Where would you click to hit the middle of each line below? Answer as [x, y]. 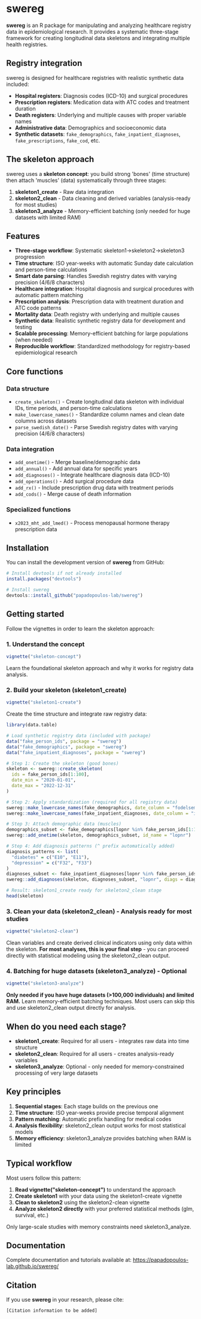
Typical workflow [39, 1164]
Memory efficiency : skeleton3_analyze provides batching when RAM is [103, 1138]
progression [30, 257]
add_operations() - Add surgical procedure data [74, 481]
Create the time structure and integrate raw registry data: [77, 714]
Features [23, 236]
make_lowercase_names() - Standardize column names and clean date [100, 415]
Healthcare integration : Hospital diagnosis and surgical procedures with [104, 289]
